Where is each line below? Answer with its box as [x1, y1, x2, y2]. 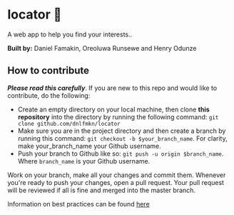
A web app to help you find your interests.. [7, 30, 133, 39]
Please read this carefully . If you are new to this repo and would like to [7, 84, 218, 92]
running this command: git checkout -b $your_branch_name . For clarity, [17, 134, 228, 142]
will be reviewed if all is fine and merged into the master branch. [7, 186, 196, 194]
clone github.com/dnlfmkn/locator [17, 120, 121, 127]
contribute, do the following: [7, 91, 91, 99]
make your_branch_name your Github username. [17, 141, 162, 150]
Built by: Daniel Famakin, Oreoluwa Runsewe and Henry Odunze [7, 44, 197, 52]
